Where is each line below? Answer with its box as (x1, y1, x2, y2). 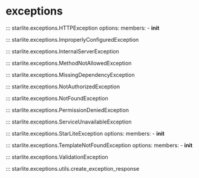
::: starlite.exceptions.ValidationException (5, 153, 108, 160)
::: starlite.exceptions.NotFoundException (5, 94, 108, 102)
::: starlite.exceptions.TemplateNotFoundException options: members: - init (5, 141, 193, 149)
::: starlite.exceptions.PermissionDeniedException (5, 106, 129, 113)
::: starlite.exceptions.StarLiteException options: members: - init (5, 130, 165, 137)
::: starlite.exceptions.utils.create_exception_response (5, 165, 140, 172)
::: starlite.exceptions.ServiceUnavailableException (5, 118, 132, 125)
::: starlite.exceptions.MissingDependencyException (5, 71, 135, 78)
